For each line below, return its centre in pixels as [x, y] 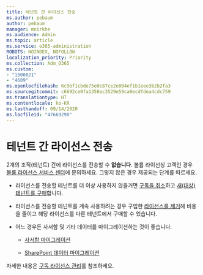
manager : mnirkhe [28, 29]
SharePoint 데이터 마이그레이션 [62, 253]
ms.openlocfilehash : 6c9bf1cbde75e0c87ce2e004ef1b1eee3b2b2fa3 [89, 86]
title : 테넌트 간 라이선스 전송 [41, 12]
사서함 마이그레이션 [47, 240]
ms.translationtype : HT [37, 97]
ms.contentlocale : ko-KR [38, 103]
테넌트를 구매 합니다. [39, 193]
